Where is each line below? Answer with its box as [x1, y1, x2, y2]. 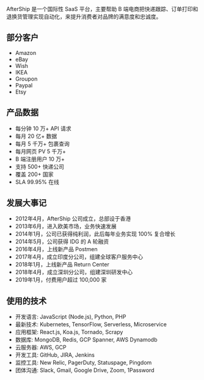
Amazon [15, 49, 37, 56]
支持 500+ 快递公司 [15, 163, 64, 170]
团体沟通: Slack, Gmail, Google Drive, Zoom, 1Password [15, 367, 155, 374]
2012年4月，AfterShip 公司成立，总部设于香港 [15, 215, 131, 222]
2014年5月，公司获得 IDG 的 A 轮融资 [15, 238, 109, 246]
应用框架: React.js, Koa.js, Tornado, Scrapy [15, 329, 123, 336]
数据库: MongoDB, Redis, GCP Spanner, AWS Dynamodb [15, 336, 158, 343]
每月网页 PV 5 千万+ [15, 147, 66, 155]
